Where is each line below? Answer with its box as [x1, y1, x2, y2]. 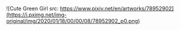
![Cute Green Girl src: [6, 5, 59, 12]
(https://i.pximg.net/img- [6, 11, 67, 18]
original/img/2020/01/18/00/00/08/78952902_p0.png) [6, 18, 140, 24]
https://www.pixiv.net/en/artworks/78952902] [59, 5, 174, 12]
